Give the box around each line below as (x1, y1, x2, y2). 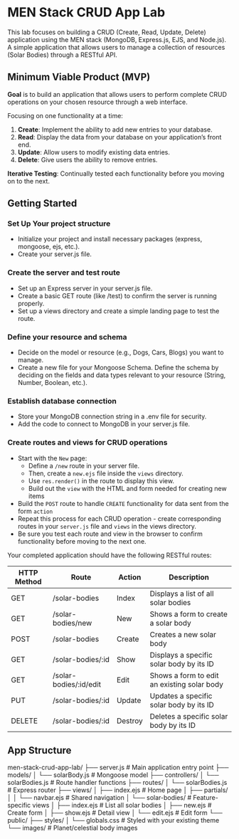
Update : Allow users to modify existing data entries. (17, 147, 171, 157)
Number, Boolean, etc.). (17, 379, 87, 387)
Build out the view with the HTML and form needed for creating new (28, 484, 227, 492)
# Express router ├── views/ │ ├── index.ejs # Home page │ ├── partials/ (7, 786, 228, 794)
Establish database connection (7, 396, 117, 406)
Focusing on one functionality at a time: (7, 111, 123, 120)
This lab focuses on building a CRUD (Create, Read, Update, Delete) (7, 28, 206, 36)
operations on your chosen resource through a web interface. (7, 97, 188, 106)
